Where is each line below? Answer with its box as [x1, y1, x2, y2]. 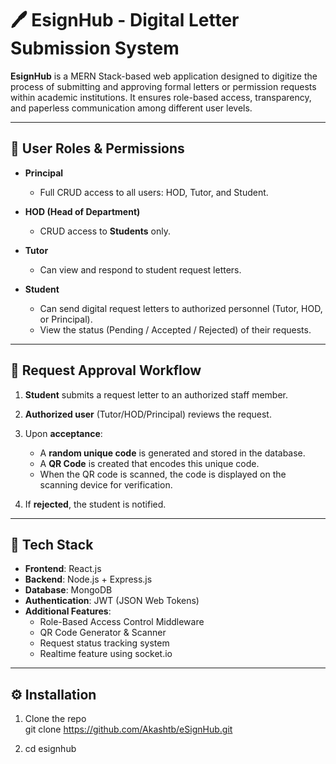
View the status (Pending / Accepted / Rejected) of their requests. [39, 323, 312, 336]
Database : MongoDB [24, 584, 113, 596]
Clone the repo [24, 713, 87, 725]
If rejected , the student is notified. [24, 498, 167, 510]
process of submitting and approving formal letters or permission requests [10, 80, 317, 92]
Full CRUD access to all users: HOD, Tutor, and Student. [39, 186, 269, 198]
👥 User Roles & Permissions [10, 140, 185, 157]
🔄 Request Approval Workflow [10, 362, 202, 379]
